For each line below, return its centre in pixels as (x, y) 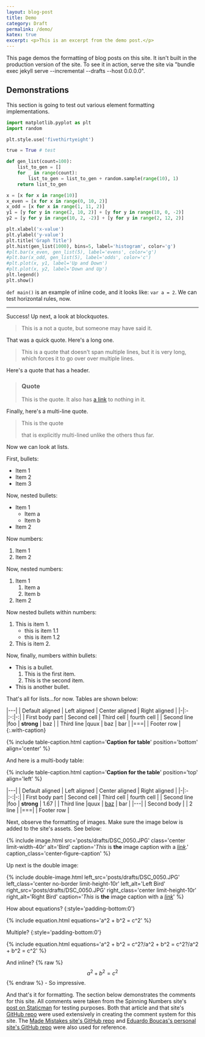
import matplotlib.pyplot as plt (49, 123)
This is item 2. (33, 644)
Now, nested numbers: (35, 569)
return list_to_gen (42, 184)
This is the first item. (50, 674)
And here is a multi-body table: (45, 761)
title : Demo (21, 18)
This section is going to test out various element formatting (81, 105)
